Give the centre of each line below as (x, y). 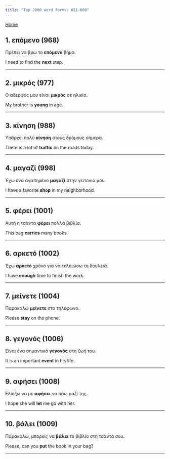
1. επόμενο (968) (32, 40)
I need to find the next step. (34, 62)
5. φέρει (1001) (29, 211)
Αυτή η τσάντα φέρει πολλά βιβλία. (43, 223)
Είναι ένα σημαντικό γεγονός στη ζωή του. (51, 351)
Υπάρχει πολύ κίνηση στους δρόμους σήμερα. (54, 138)
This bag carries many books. (37, 233)
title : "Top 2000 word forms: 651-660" (47, 10)
